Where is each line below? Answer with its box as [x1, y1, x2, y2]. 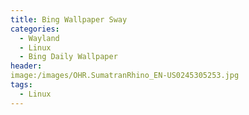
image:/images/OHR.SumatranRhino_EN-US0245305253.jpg [10, 71, 240, 81]
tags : [10, 80, 33, 90]
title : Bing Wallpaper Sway [10, 14, 128, 25]
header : [10, 61, 43, 71]
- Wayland [19, 33, 60, 43]
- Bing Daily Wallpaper [19, 52, 118, 62]
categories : [10, 24, 60, 34]
